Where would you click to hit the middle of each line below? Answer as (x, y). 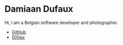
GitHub (19, 32)
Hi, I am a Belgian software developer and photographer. (61, 22)
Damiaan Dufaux (39, 9)
